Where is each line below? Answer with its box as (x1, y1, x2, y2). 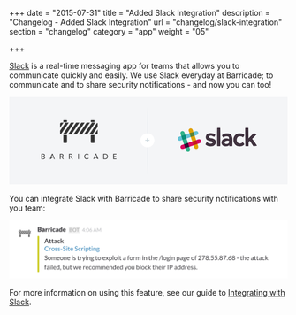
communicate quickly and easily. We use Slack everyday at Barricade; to (9, 70, 274, 81)
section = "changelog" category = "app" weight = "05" (9, 27, 209, 36)
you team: (9, 203, 46, 213)
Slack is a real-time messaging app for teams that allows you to (9, 61, 240, 71)
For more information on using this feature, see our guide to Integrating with (9, 288, 285, 298)
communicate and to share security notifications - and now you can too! (9, 80, 272, 89)
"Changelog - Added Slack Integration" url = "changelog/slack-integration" (9, 17, 283, 27)
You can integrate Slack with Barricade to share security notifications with (9, 193, 278, 204)
